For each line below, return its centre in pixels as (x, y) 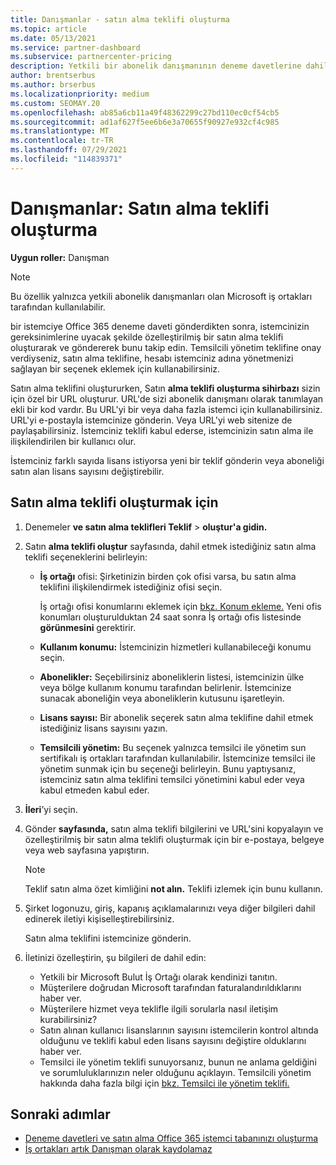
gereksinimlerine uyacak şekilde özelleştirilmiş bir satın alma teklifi (147, 337)
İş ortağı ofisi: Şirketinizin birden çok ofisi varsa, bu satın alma (168, 576)
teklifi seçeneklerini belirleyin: (86, 557)
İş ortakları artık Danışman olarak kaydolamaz (118, 1149)
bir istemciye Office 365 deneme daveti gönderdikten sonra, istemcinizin (160, 326)
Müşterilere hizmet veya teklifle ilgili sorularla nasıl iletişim (159, 1008)
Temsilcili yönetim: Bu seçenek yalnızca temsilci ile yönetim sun (173, 747)
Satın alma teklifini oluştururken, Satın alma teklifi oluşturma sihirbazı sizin (165, 388)
